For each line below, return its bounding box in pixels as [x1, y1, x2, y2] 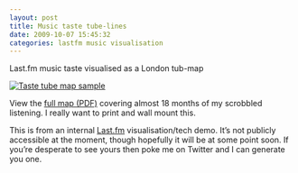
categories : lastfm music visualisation [9, 38, 164, 48]
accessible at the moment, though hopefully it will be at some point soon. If [9, 134, 289, 145]
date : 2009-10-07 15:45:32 [9, 30, 111, 39]
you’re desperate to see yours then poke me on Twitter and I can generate [9, 144, 286, 155]
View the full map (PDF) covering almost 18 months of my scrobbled [9, 98, 263, 109]
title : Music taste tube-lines [9, 22, 127, 31]
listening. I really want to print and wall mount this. [9, 107, 196, 118]
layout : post [9, 13, 59, 23]
